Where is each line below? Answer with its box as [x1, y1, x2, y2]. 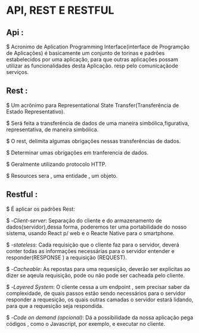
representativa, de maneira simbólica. [6, 126, 99, 133]
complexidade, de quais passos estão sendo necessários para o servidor [6, 289, 186, 297]
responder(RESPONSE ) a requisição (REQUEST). [6, 254, 127, 261]
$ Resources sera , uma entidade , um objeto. [6, 172, 118, 179]
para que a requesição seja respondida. [6, 302, 104, 309]
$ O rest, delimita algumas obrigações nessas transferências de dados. [6, 137, 181, 144]
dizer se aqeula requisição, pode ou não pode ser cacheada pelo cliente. [6, 272, 185, 279]
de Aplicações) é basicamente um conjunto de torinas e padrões [6, 50, 165, 57]
